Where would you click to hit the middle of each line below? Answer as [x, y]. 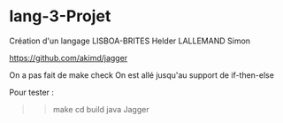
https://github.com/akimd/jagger [69, 58]
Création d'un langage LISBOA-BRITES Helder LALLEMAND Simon [130, 41]
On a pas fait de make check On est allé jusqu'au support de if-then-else [141, 75]
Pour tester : [32, 92]
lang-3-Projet [60, 16]
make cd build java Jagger [101, 109]
